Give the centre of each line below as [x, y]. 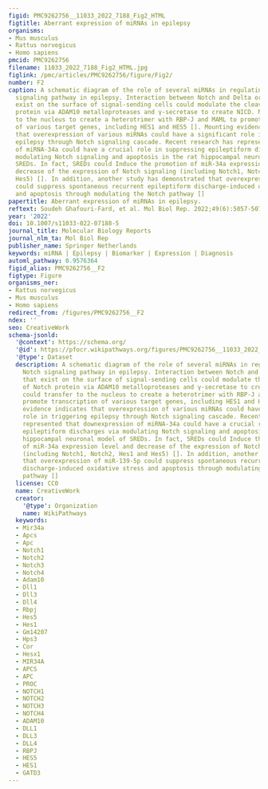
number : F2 [26, 82]
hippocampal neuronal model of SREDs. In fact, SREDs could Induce [137, 439]
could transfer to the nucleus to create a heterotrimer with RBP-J [139, 394]
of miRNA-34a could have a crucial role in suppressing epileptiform [133, 149]
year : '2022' [30, 216]
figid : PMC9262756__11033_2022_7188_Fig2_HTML [87, 16]
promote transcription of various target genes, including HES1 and [139, 402]
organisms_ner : [33, 283]
